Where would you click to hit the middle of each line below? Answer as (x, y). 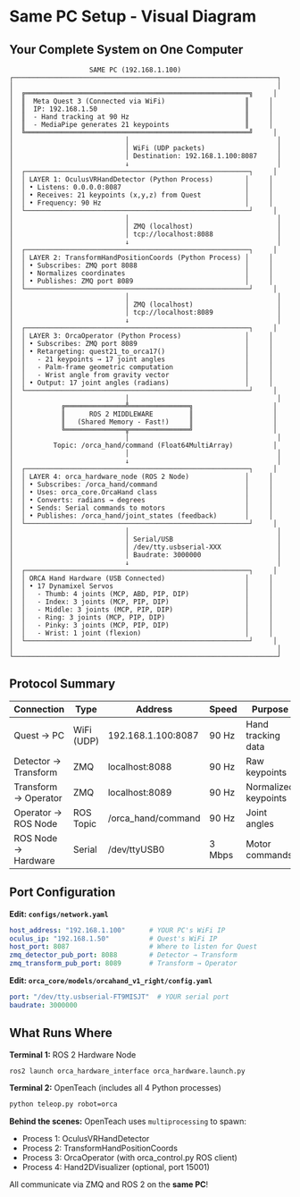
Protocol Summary (62, 684)
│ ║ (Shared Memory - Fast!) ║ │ (143, 422)
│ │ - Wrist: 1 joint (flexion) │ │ (142, 633)
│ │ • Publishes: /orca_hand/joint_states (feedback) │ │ (142, 516)
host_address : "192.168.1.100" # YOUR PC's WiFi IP (117, 930)
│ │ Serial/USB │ (145, 539)
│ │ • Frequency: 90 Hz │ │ (142, 203)
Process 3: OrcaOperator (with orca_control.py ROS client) (130, 1158)
